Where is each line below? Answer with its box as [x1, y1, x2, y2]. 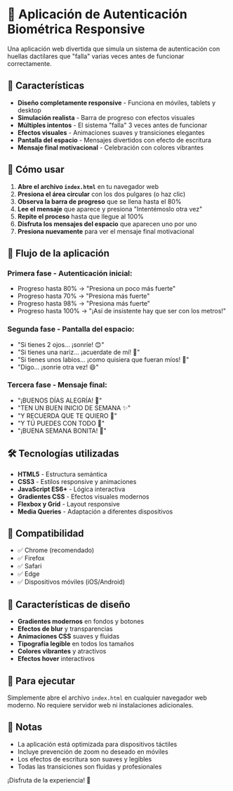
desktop [17, 105, 42, 115]
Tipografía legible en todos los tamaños [17, 639, 135, 648]
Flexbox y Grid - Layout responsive [17, 499, 121, 508]
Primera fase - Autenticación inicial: [7, 268, 133, 278]
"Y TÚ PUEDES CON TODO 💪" [17, 419, 105, 427]
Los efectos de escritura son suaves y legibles [17, 754, 152, 763]
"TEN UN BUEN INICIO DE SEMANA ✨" [17, 403, 131, 412]
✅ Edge [17, 570, 40, 578]
